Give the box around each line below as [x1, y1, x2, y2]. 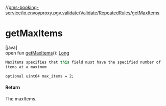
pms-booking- [8, 5, 39, 10]
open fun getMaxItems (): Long [5, 49, 70, 56]
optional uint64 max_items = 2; [5, 73, 74, 78]
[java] [5, 44, 18, 50]
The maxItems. [5, 95, 37, 101]
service [5, 10, 21, 16]
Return [5, 84, 20, 91]
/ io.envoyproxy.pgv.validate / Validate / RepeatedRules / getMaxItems [20, 10, 160, 16]
